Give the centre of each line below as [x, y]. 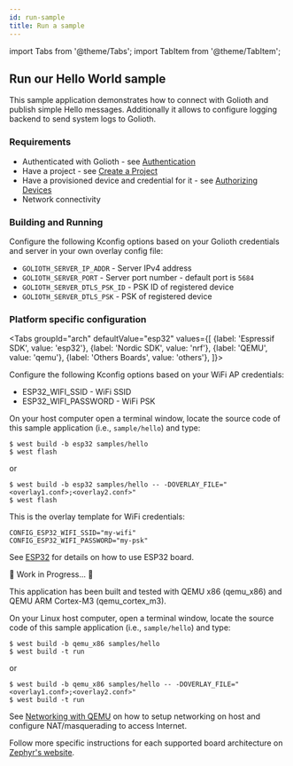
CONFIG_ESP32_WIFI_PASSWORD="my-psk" [79, 541]
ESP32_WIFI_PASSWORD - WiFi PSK [89, 401]
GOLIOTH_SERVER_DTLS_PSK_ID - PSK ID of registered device [128, 287]
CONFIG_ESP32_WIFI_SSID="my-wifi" [73, 533]
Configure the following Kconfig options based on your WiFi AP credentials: [147, 375]
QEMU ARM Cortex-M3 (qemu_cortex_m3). [88, 601]
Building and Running [56, 222]
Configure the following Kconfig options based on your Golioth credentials [145, 241]
